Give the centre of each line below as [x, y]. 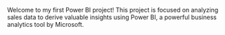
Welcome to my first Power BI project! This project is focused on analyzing [113, 10]
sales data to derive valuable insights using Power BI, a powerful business [112, 17]
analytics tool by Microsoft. [46, 24]
